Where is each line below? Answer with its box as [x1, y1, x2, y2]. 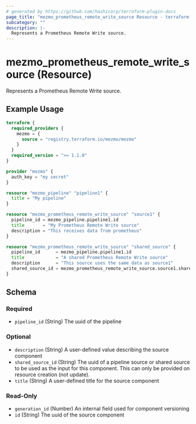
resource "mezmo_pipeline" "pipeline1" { [6, 190, 108, 196]
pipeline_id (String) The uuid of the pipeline [14, 318, 122, 325]
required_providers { [11, 125, 64, 131]
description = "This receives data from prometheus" [11, 228, 142, 234]
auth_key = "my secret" [11, 174, 69, 180]
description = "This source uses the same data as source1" [11, 260, 174, 266]
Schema [6, 288, 37, 298]
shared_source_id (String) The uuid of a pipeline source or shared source [14, 358, 190, 365]
